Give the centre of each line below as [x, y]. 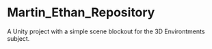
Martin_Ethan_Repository [81, 13]
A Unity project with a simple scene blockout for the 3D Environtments [106, 31]
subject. [18, 38]
